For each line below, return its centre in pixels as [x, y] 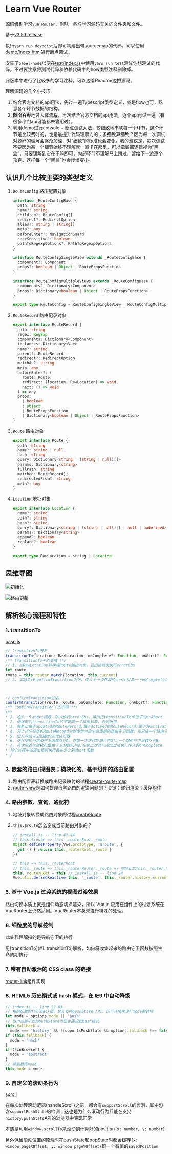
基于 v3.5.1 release [24, 34]
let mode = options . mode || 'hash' [43, 1016]
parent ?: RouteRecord [41, 354]
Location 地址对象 [32, 499]
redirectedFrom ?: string [44, 479]
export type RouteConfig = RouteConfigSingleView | [69, 305]
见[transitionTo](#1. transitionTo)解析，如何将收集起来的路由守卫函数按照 [82, 948]
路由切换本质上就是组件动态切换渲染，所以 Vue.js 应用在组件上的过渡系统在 [85, 904]
